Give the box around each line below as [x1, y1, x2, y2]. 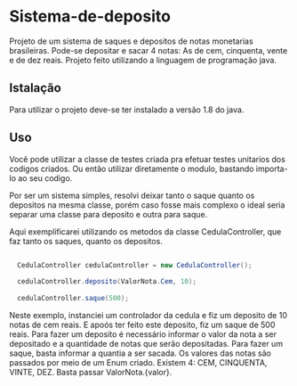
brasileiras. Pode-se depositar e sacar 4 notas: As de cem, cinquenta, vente [9, 45, 288, 55]
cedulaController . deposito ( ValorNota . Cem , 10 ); [17, 277, 197, 286]
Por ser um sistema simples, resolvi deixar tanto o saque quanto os [9, 190, 255, 201]
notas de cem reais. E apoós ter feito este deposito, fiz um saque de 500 [9, 319, 276, 330]
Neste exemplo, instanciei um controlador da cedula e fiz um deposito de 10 [9, 309, 287, 320]
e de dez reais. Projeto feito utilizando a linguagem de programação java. [9, 54, 277, 65]
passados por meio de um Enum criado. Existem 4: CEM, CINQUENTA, [9, 357, 268, 367]
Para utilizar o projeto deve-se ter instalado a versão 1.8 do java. [9, 104, 245, 115]
